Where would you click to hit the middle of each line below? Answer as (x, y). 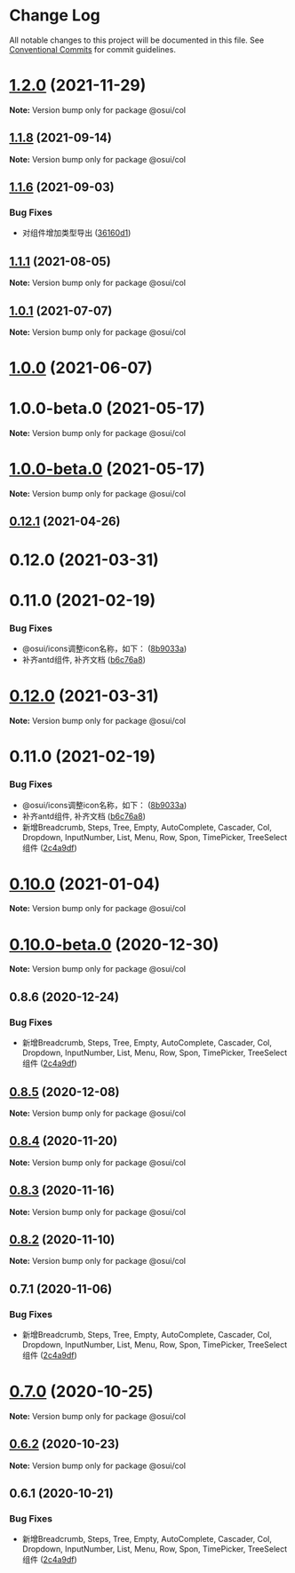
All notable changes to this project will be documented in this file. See (137, 40)
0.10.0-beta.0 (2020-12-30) (114, 945)
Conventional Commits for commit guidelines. (92, 49)
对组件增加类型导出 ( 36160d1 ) (76, 233)
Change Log (55, 16)
